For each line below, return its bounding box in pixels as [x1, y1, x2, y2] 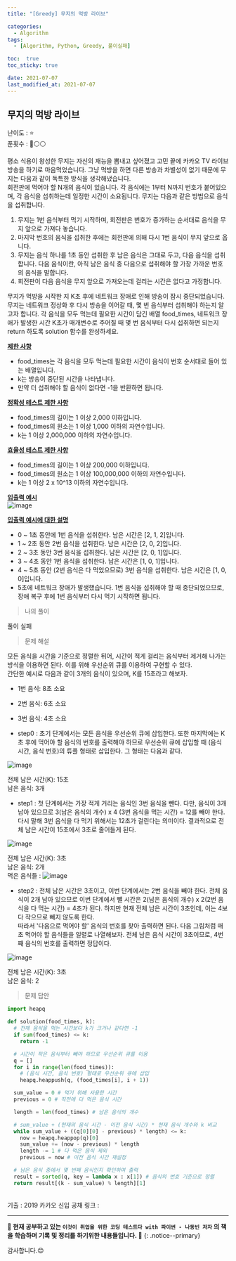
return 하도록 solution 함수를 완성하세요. [7, 328, 119, 336]
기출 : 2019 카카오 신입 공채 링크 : [7, 1201, 100, 1209]
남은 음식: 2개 [7, 862, 45, 872]
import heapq [7, 1006, 46, 1013]
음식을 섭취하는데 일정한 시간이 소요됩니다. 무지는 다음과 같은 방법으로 [23, 192, 216, 200]
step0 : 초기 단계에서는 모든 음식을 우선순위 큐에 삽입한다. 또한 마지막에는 [17, 729, 220, 738]
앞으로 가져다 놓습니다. [25, 224, 88, 233]
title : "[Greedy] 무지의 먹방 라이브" [7, 10, 109, 18]
